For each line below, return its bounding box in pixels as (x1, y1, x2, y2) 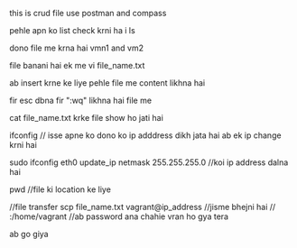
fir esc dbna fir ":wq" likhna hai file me (9, 95, 152, 106)
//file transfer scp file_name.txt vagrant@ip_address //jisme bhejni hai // (9, 202, 276, 212)
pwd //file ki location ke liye (9, 184, 111, 195)
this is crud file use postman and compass (9, 8, 167, 18)
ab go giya (9, 229, 49, 239)
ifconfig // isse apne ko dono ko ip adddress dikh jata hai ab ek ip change (9, 130, 282, 141)
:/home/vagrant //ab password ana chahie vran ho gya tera (9, 211, 228, 222)
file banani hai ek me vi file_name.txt (9, 60, 145, 70)
